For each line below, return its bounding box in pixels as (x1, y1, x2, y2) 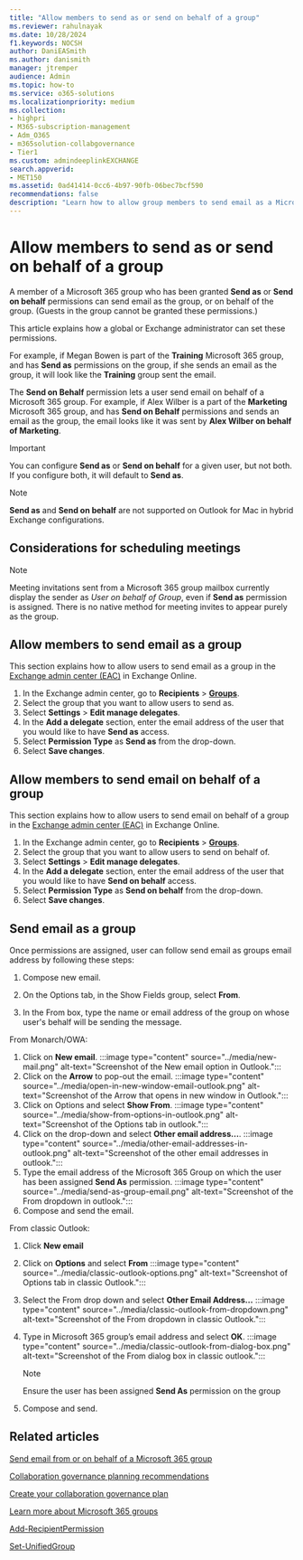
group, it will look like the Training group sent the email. (9, 369, 216, 380)
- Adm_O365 (9, 131, 50, 140)
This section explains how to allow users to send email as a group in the (9, 661, 277, 672)
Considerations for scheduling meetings (9, 540, 241, 556)
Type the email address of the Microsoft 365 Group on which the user (22, 1167, 282, 1178)
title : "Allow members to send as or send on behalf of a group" (9, 13, 260, 23)
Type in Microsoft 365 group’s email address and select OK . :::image (22, 1331, 277, 1342)
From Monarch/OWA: (9, 1034, 88, 1045)
